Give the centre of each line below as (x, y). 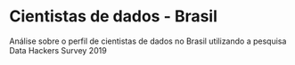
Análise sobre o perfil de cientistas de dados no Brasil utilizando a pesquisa (148, 41)
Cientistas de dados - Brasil (114, 16)
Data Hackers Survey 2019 (58, 50)
